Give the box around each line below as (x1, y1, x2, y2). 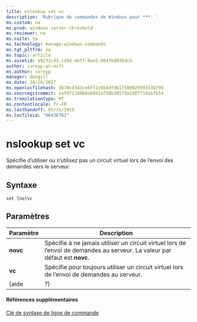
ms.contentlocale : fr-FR (6, 101, 67, 107)
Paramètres (6, 212, 50, 222)
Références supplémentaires (6, 296, 78, 303)
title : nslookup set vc (6, 8, 64, 15)
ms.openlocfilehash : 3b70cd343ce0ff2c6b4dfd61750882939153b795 (6, 85, 164, 91)
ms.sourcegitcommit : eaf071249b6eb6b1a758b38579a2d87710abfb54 (6, 90, 164, 96)
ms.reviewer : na (6, 30, 46, 36)
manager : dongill (6, 74, 49, 80)
